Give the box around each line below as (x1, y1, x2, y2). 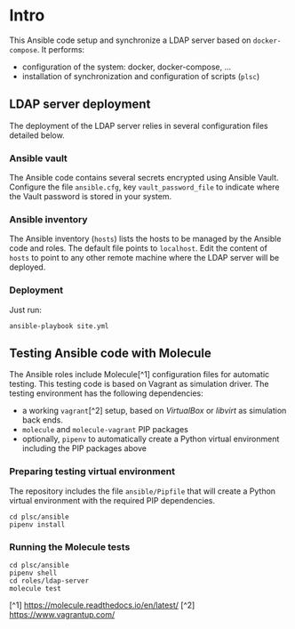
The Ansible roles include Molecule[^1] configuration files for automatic (9, 369, 270, 380)
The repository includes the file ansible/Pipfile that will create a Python (9, 486, 276, 496)
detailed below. (9, 130, 65, 141)
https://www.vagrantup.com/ (9, 609, 116, 620)
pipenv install (9, 520, 66, 529)
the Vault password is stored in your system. (9, 191, 171, 202)
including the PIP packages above (21, 443, 147, 454)
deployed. (9, 262, 46, 272)
